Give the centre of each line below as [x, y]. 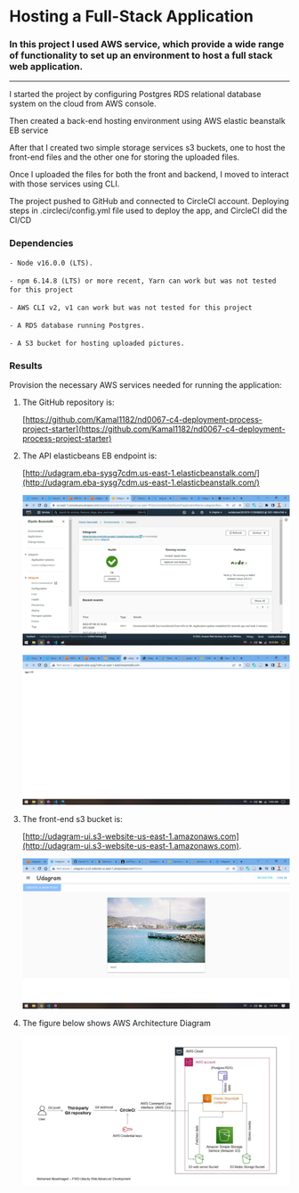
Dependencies [41, 243]
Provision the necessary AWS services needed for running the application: [145, 385]
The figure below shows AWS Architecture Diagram [116, 1023]
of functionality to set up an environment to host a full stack [141, 55]
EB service [29, 130]
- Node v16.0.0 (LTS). [51, 263]
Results [26, 366]
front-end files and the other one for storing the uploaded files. [125, 157]
